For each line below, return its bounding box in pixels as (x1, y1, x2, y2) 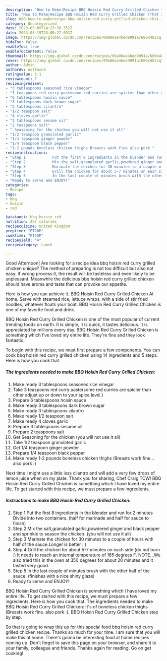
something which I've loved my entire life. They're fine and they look (5, 332, 145, 338)
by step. (5, 614, 22, 620)
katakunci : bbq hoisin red (5, 214, 61, 220)
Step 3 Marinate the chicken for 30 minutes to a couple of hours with (12, 536, 154, 542)
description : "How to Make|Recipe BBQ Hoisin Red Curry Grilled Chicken (5, 7, 159, 12)
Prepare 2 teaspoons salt (12, 429, 64, 435)
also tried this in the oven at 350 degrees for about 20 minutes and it (12, 557, 153, 563)
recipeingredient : (5, 81, 44, 86)
